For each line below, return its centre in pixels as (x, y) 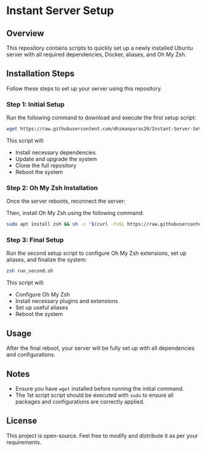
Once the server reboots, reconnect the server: (66, 201)
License (22, 421)
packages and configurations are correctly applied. (80, 401)
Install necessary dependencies (55, 152)
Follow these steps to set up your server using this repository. (84, 88)
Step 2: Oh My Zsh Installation (52, 187)
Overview (25, 33)
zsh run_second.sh (30, 271)
